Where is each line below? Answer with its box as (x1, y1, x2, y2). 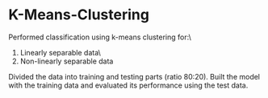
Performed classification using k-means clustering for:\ (8, 32, 191, 42)
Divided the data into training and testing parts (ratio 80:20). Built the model (8, 71, 261, 81)
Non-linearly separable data (19, 56, 114, 66)
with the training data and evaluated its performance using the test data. (8, 80, 249, 90)
